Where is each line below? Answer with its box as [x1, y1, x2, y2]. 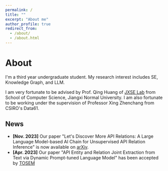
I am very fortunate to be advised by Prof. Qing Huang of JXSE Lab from [5, 89, 156, 95]
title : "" [5, 12, 26, 17]
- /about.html [10, 36, 39, 41]
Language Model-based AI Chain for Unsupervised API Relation [12, 138, 146, 144]
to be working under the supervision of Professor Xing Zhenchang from [5, 99, 154, 106]
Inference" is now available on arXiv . [12, 144, 89, 150]
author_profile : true [5, 21, 51, 27]
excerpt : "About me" [5, 17, 49, 22]
